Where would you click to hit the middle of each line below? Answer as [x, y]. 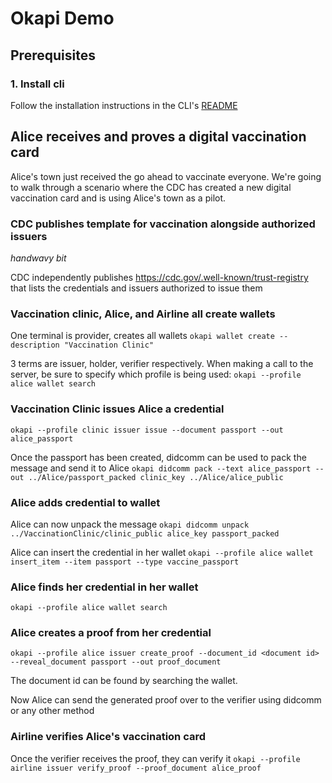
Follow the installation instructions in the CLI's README [124, 105]
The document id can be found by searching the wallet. [124, 681]
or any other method [52, 711]
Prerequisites [53, 55]
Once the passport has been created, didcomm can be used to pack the [158, 457]
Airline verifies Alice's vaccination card [108, 737]
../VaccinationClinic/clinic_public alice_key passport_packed [145, 533]
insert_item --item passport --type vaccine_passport [125, 562]
